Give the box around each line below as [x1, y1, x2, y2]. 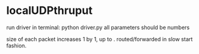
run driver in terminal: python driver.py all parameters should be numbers [6, 24, 190, 31]
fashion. [6, 42, 27, 49]
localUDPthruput [6, 4, 93, 18]
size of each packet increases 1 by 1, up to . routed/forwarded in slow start [6, 35, 193, 42]
